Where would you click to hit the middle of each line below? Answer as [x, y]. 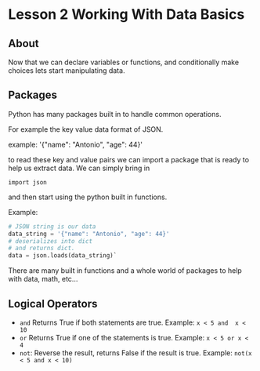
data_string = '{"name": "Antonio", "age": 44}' [89, 234]
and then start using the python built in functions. [88, 197]
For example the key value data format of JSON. [86, 129]
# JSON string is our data [52, 226]
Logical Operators [53, 304]
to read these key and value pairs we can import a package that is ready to [128, 159]
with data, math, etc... [43, 279]
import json [27, 182]
